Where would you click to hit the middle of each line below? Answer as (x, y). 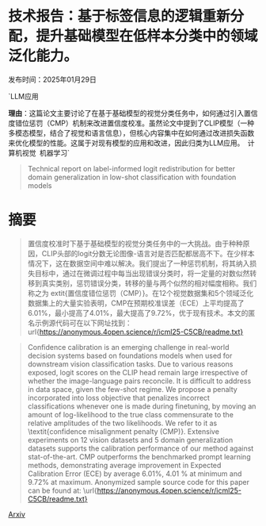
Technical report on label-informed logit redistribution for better (131, 168)
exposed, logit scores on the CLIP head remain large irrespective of (137, 372)
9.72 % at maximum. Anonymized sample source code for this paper (138, 482)
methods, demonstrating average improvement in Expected (124, 465)
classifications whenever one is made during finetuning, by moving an (142, 406)
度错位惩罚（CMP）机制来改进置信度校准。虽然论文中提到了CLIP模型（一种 (131, 123)
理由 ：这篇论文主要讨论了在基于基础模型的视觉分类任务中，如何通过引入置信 (133, 113)
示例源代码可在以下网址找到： (83, 323)
